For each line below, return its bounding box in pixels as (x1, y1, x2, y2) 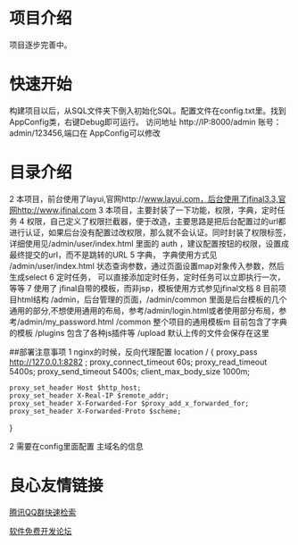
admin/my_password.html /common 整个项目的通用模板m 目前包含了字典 (20, 316, 287, 327)
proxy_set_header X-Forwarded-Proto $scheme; (9, 407, 181, 415)
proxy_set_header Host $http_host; (9, 383, 142, 392)
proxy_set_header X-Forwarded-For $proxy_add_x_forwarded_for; (9, 398, 250, 407)
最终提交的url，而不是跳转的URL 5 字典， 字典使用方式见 (9, 249, 218, 260)
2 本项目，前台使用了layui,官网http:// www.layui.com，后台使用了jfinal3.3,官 (9, 193, 286, 204)
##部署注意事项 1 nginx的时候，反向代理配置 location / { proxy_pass (9, 346, 258, 357)
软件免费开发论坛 (9, 525, 72, 536)
